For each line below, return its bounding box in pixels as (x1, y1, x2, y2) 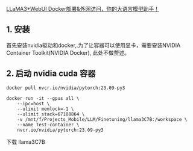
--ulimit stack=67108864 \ (17, 111, 85, 117)
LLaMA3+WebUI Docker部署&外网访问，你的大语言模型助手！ (6, 5, 160, 12)
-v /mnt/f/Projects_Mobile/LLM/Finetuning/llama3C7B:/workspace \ (17, 116, 188, 122)
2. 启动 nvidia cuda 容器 (6, 69, 96, 79)
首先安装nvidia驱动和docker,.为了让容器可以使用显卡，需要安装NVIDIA (6, 42, 181, 49)
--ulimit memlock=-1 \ (17, 106, 74, 112)
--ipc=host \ (17, 100, 50, 106)
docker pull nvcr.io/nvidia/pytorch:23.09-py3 (6, 85, 125, 91)
